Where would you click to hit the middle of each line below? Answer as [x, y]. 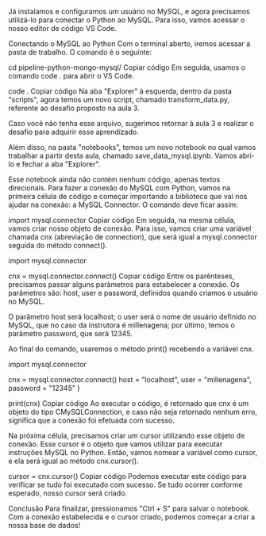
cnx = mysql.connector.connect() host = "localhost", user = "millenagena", [130, 379]
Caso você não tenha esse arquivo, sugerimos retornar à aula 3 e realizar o [131, 123]
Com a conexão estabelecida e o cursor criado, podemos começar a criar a [132, 517]
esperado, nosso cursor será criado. [67, 493]
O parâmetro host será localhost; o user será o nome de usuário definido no [132, 317]
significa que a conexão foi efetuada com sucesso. [91, 420]
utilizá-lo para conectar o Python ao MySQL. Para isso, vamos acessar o [127, 20]
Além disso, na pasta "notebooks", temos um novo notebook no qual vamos [132, 147]
